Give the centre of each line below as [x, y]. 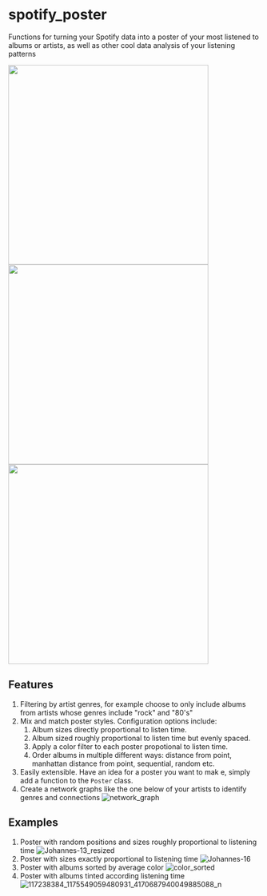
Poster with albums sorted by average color [92, 867]
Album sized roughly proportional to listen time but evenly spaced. [141, 738]
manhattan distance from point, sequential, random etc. [123, 763]
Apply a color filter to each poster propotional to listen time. [130, 746]
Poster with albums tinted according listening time [102, 875]
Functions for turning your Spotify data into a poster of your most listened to [134, 37]
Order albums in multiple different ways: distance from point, [132, 755]
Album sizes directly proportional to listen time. [109, 729]
